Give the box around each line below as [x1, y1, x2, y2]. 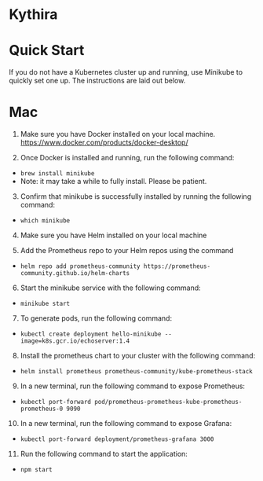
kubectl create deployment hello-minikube [20, 330, 162, 339]
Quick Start [9, 42, 85, 60]
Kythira [9, 6, 58, 24]
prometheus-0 [20, 405, 64, 413]
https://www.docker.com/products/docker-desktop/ [20, 138, 188, 147]
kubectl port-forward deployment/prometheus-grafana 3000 [20, 435, 214, 443]
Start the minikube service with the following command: [20, 283, 201, 292]
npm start [20, 466, 53, 474]
